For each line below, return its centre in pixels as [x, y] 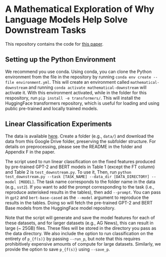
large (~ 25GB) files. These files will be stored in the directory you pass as [81, 228]
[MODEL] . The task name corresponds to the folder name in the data [87, 182]
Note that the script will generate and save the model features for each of [80, 217]
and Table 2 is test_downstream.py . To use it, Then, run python [68, 172]
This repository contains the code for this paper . [55, 44]
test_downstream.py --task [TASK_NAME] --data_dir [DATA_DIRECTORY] [77, 177]
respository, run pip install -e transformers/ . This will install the [73, 98]
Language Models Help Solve [66, 20]
